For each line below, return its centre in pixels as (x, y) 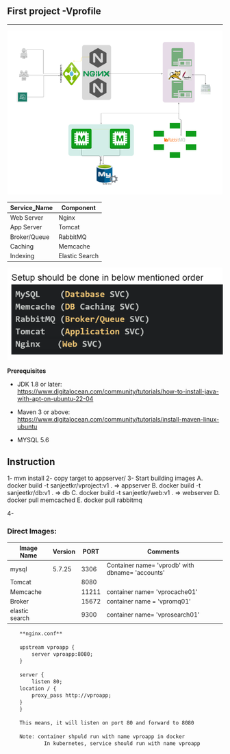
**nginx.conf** (41, 633)
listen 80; (47, 682)
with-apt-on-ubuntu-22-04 (55, 399)
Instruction (31, 462)
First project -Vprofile (54, 11)
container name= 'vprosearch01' (153, 615)
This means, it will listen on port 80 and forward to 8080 (107, 723)
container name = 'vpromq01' (149, 601)
